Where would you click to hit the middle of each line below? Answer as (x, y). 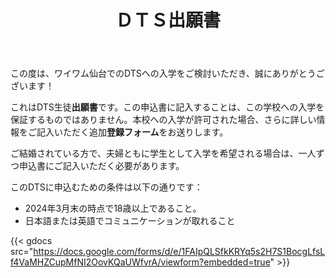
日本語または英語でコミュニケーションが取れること (130, 221)
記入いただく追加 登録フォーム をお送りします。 (132, 132)
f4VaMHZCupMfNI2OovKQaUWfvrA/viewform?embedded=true (140, 262)
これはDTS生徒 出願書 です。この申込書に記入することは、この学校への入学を (167, 107)
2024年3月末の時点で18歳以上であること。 (113, 208)
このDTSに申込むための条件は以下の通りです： (106, 187)
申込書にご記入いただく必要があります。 (101, 166)
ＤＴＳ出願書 (167, 20)
